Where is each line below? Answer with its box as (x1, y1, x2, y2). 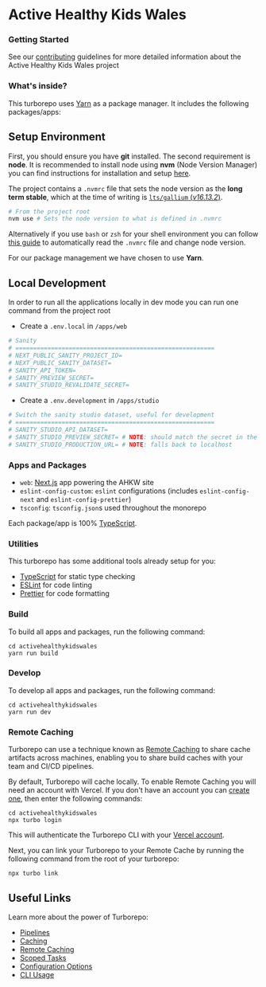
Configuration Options (19, 962, 93, 971)
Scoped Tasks (19, 953, 67, 962)
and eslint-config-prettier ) (36, 494, 132, 503)
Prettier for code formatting (19, 589, 110, 598)
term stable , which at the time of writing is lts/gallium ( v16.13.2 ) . (8, 192, 223, 202)
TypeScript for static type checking (19, 572, 136, 582)
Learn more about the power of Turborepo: (8, 912, 148, 922)
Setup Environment (8, 130, 106, 144)
